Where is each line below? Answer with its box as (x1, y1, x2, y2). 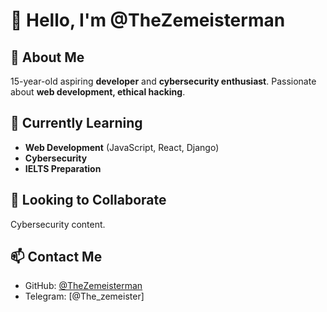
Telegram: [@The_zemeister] (24, 290, 145, 303)
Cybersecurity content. (10, 218, 106, 230)
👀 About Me (10, 49, 85, 66)
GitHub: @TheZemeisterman (24, 280, 143, 292)
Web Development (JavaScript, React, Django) (24, 141, 220, 153)
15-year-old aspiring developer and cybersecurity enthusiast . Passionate (10, 75, 317, 87)
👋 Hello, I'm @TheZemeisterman (10, 9, 286, 32)
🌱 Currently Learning (10, 115, 143, 132)
